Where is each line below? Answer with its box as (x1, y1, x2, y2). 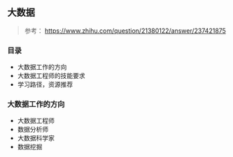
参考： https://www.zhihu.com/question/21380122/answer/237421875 (24, 27, 226, 35)
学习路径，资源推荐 (17, 80, 73, 89)
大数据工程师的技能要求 (17, 72, 85, 80)
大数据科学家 (17, 134, 55, 142)
